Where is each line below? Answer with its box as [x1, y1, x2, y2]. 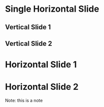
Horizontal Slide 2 [5, 82, 79, 92]
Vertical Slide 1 [5, 23, 51, 31]
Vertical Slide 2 [5, 39, 52, 47]
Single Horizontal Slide [5, 3, 99, 15]
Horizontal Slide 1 [5, 59, 77, 70]
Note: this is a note [5, 98, 43, 104]
